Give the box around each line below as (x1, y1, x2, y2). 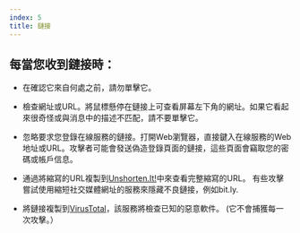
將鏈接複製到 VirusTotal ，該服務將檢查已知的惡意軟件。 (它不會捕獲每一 (21, 203, 285, 214)
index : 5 (9, 13, 42, 22)
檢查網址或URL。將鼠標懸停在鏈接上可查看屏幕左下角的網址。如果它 (21, 101, 274, 112)
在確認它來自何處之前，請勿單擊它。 (21, 82, 157, 93)
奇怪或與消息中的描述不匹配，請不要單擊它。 (38, 113, 203, 124)
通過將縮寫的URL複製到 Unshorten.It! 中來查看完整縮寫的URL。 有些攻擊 (21, 173, 285, 184)
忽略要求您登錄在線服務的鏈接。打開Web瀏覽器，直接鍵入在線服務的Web (21, 132, 292, 142)
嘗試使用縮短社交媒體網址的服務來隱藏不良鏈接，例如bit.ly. (21, 185, 239, 195)
